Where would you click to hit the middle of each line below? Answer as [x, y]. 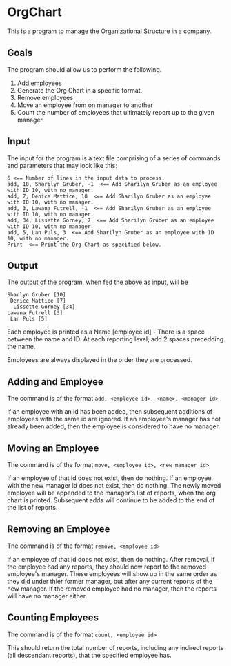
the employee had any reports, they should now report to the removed [107, 567]
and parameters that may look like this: [62, 165]
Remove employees [45, 97]
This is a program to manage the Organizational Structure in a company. [109, 31]
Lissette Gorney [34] [44, 307]
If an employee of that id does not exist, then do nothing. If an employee [109, 478]
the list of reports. [32, 507]
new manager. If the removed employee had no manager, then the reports [112, 589]
